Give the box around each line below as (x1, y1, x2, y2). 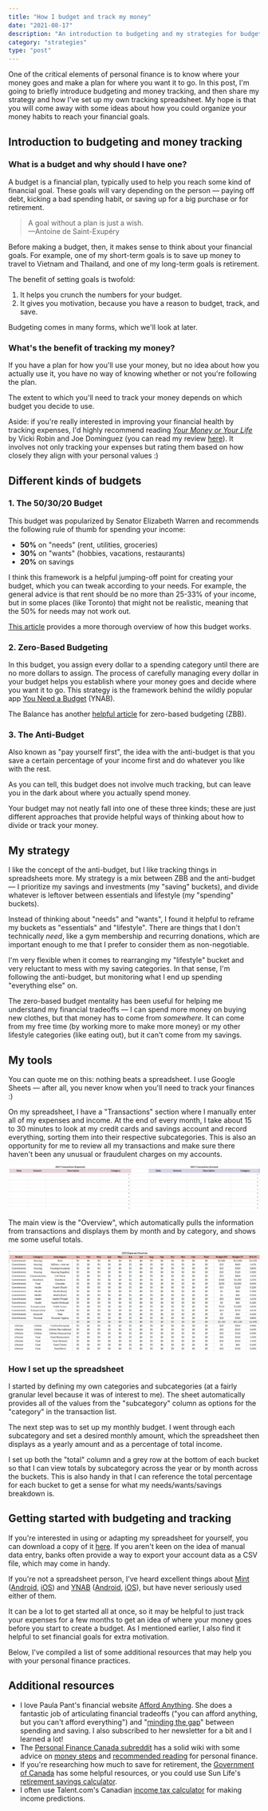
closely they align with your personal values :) (8, 451, 159, 461)
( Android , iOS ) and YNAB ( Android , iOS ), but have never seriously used (8, 1582, 242, 1592)
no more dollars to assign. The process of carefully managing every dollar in (8, 668, 259, 678)
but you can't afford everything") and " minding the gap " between (19, 1717, 235, 1726)
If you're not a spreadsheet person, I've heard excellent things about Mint (8, 1574, 250, 1583)
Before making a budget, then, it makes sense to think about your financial (8, 242, 253, 252)
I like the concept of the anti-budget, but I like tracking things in (8, 865, 217, 874)
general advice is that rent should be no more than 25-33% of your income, (8, 589, 257, 599)
